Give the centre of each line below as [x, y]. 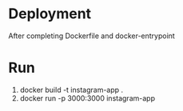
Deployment [50, 14]
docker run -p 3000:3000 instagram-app [88, 98]
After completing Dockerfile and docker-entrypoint [92, 36]
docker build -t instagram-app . [72, 90]
